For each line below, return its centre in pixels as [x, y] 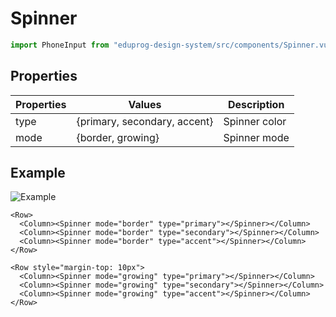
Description [256, 104]
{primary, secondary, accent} [145, 121]
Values [145, 104]
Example [38, 173]
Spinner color [255, 121]
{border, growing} [118, 137]
